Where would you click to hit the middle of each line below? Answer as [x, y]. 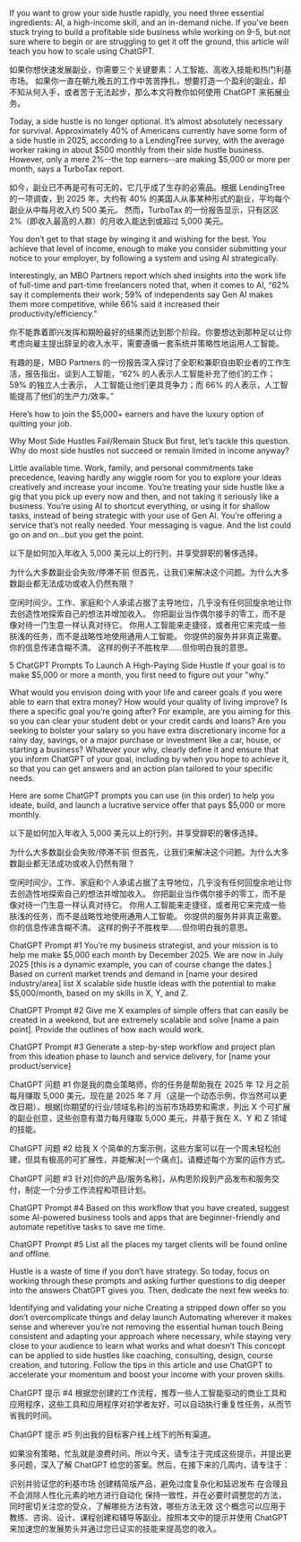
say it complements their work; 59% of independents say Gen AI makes [141, 294]
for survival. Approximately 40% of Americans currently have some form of [148, 131]
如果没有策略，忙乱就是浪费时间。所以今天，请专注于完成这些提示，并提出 [146, 1454]
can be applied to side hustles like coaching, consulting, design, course [141, 1355]
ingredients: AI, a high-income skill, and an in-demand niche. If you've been [149, 22]
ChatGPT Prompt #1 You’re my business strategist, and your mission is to [144, 945]
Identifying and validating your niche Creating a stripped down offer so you [148, 1308]
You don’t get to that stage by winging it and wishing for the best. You [138, 239]
